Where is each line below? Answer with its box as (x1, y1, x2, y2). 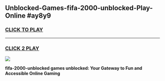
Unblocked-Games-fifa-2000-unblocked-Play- (5, 4, 153, 12)
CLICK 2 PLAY (5, 45, 39, 52)
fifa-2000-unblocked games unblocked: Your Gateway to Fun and (5, 65, 142, 71)
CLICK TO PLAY (5, 27, 43, 33)
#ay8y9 (27, 12, 52, 20)
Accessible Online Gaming (5, 70, 60, 76)
